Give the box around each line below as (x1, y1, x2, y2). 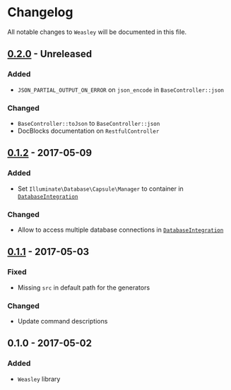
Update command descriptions (17, 317, 108, 325)
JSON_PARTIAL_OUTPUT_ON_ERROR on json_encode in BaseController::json (17, 85, 225, 94)
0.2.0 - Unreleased (7, 48, 93, 60)
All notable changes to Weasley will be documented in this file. (7, 28, 187, 36)
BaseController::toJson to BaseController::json (17, 119, 160, 127)
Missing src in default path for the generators (17, 283, 150, 292)
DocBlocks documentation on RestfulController (17, 126, 160, 135)
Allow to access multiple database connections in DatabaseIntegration (17, 225, 224, 234)
